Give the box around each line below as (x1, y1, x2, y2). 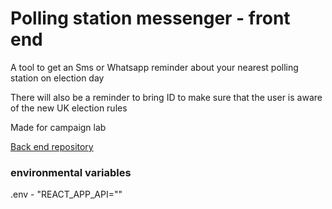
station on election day (10, 72, 105, 84)
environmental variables (10, 165, 132, 179)
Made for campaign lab (10, 121, 107, 133)
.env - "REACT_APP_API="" (10, 188, 123, 201)
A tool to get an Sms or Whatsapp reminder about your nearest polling (10, 61, 299, 73)
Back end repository (10, 140, 94, 152)
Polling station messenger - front (10, 7, 291, 30)
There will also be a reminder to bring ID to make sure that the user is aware (10, 91, 323, 103)
